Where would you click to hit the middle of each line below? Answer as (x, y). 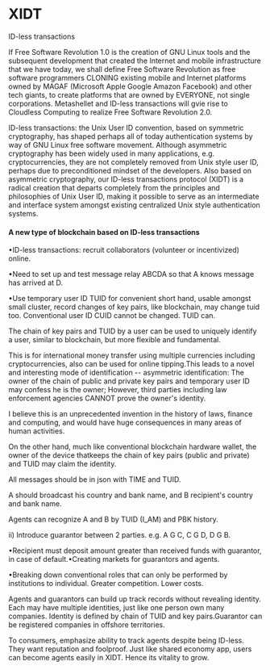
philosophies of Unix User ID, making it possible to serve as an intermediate (134, 196)
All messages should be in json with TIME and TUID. (95, 479)
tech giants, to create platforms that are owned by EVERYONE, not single (129, 94)
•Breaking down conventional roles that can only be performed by (118, 575)
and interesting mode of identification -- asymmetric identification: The (126, 373)
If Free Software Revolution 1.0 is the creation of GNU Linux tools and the (129, 52)
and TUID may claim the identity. (62, 464)
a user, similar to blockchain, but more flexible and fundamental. (115, 340)
